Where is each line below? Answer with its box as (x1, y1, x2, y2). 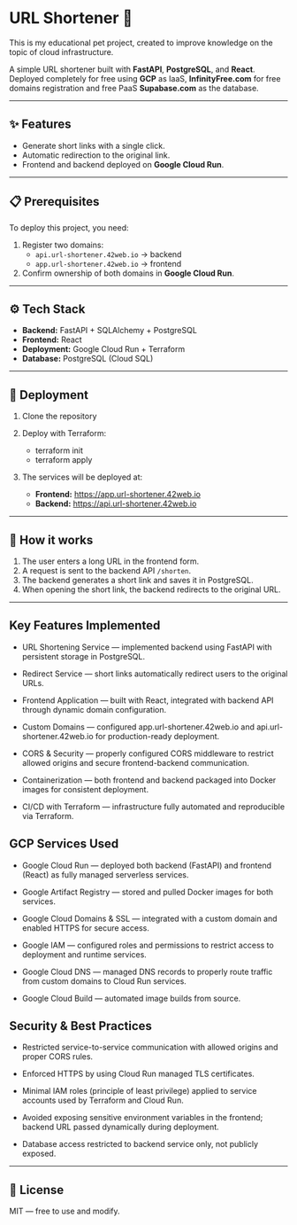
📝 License (9, 1182, 65, 1198)
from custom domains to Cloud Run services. (21, 975, 187, 987)
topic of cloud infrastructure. (9, 46, 114, 57)
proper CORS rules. (21, 1051, 94, 1062)
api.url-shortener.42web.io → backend (34, 248, 182, 260)
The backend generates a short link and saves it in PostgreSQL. (21, 575, 254, 585)
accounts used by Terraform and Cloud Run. (21, 1095, 184, 1106)
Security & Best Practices (9, 1018, 153, 1034)
